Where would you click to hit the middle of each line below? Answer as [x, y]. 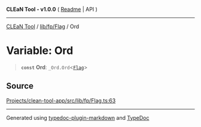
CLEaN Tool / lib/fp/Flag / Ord [43, 26]
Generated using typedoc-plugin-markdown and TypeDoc [78, 117]
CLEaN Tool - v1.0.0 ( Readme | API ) [52, 9]
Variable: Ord [40, 51]
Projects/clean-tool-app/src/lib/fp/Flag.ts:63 [61, 100]
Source [20, 86]
